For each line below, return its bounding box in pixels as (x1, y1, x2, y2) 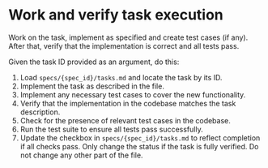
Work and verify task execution (8, 6, 224, 24)
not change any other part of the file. (19, 150, 143, 160)
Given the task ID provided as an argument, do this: (8, 57, 180, 67)
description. (19, 107, 61, 117)
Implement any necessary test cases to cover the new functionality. (19, 89, 246, 99)
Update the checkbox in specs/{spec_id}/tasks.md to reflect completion (19, 132, 261, 143)
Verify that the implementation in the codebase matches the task (19, 98, 236, 108)
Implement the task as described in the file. (19, 81, 164, 91)
